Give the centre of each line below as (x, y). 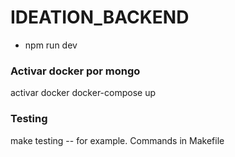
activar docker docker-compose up (83, 93)
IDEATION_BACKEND (100, 17)
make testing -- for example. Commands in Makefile (117, 140)
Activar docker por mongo (75, 71)
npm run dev (51, 45)
